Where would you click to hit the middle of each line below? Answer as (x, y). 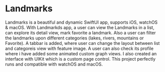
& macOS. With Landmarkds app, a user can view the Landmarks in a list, (80, 27)
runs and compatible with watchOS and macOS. (54, 64)
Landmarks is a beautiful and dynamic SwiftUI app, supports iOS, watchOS (81, 22)
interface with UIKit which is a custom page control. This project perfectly (81, 59)
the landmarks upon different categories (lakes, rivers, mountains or (75, 38)
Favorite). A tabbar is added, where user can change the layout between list (82, 43)
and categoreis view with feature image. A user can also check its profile (79, 48)
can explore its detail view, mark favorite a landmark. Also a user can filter (81, 33)
